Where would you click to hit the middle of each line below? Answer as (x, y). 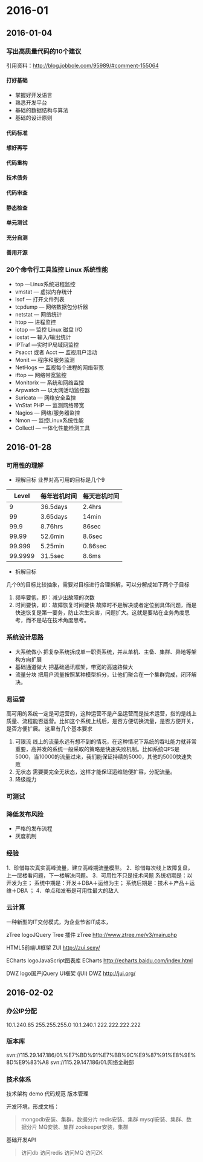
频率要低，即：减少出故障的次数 (55, 597)
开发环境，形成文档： (33, 1107)
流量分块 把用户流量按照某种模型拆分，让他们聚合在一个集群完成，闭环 (103, 674)
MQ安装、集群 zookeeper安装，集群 (83, 1127)
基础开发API (21, 1140)
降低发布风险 (25, 814)
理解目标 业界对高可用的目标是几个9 (60, 480)
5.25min (52, 547)
